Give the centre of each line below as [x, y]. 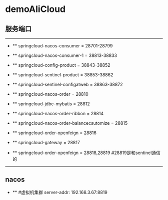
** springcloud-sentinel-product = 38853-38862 [63, 75]
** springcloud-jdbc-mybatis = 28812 [51, 104]
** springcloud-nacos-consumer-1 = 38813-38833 [65, 55]
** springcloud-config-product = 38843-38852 [61, 65]
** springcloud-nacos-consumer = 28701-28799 [62, 46]
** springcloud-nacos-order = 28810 [50, 94]
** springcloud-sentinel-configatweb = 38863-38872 [68, 84]
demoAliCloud [35, 9]
